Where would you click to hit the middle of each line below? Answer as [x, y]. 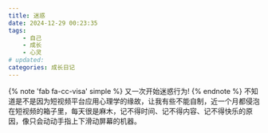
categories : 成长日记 [42, 68]
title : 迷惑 [27, 16]
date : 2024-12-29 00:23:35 [53, 23]
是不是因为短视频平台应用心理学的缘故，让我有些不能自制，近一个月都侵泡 [137, 101]
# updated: [26, 61]
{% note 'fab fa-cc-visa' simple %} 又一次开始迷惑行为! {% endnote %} [126, 91]
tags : [17, 30]
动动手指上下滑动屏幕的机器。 [92, 121]
